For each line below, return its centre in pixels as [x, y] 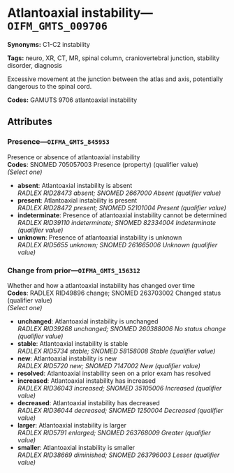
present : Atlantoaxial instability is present [77, 200]
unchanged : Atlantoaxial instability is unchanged [88, 321]
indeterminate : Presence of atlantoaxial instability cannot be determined [122, 215]
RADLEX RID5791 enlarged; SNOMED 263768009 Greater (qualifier [114, 432]
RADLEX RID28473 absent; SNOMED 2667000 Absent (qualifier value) [119, 193]
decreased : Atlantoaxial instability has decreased [89, 402]
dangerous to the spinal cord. [50, 86]
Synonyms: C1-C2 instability [49, 44]
